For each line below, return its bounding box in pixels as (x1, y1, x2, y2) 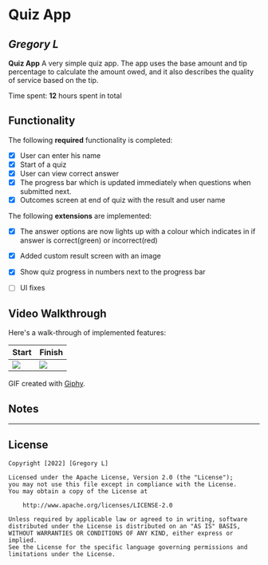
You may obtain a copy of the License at (8, 487, 148, 496)
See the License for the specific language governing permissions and (8, 543, 248, 551)
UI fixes (19, 283, 45, 293)
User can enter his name (19, 150, 101, 160)
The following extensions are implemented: (8, 211, 152, 221)
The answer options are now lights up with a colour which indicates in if (19, 227, 256, 236)
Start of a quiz (19, 160, 67, 169)
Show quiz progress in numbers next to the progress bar (19, 267, 206, 277)
